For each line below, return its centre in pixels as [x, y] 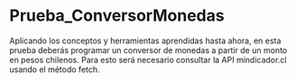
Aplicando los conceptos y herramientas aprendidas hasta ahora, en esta [145, 41]
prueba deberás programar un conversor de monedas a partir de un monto [148, 50]
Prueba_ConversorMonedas [117, 16]
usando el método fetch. [55, 69]
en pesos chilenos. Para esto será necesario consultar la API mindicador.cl [148, 59]
